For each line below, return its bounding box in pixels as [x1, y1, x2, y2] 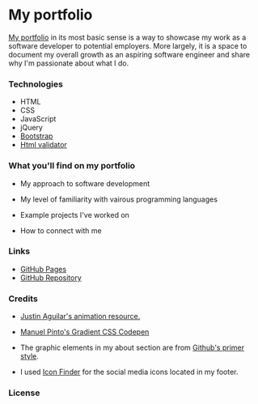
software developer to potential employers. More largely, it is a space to [8, 40, 247, 50]
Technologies [8, 79, 63, 90]
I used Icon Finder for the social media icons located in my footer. [19, 367, 239, 377]
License [8, 387, 40, 398]
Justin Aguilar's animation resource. [19, 312, 141, 321]
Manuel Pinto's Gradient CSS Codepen [19, 327, 150, 337]
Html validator [19, 140, 67, 150]
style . [19, 351, 39, 361]
